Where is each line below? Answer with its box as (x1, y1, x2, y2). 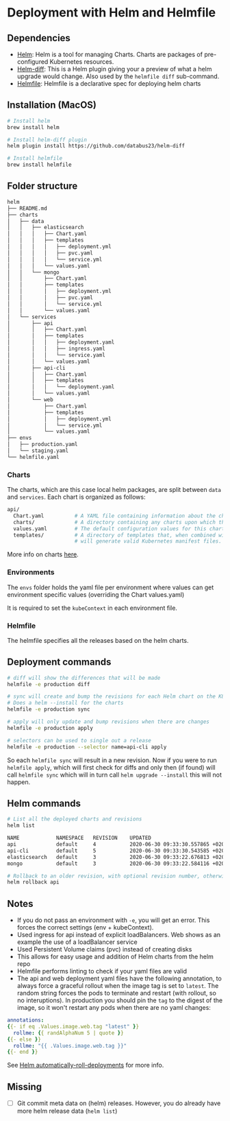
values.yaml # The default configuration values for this (13, 525, 207, 532)
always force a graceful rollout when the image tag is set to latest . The (16, 982, 219, 990)
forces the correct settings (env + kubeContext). (16, 923, 154, 932)
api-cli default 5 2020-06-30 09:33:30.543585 (7, 847, 210, 854)
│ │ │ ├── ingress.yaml (7, 345, 106, 352)
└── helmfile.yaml (7, 453, 60, 460)
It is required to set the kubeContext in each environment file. (7, 604, 178, 612)
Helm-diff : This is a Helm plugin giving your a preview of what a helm (16, 65, 212, 73)
